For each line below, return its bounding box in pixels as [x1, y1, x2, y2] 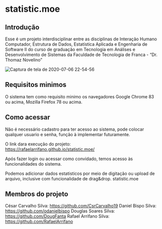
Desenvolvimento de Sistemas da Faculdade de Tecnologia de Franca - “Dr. [5, 52, 158, 57]
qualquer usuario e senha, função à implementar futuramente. [5, 131, 131, 137]
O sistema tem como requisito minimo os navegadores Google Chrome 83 [5, 93, 154, 99]
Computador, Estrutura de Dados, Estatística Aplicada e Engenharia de [5, 41, 148, 47]
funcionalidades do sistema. [5, 161, 62, 167]
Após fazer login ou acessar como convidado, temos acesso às [5, 156, 133, 162]
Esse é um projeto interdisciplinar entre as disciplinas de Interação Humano [5, 36, 158, 42]
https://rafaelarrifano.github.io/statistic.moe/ [5, 146, 95, 152]
